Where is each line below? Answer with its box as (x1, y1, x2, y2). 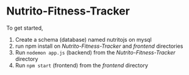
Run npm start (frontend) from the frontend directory (15, 62, 148, 69)
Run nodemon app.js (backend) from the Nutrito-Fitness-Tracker (15, 48, 176, 56)
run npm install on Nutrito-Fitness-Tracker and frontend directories (15, 42, 184, 50)
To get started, (6, 24, 44, 31)
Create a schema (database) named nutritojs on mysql (15, 36, 152, 43)
